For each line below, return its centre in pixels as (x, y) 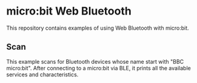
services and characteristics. (42, 75)
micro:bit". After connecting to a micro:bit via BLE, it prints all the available (98, 68)
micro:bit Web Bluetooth (69, 11)
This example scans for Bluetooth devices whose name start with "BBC (95, 61)
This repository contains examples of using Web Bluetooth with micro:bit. (98, 28)
